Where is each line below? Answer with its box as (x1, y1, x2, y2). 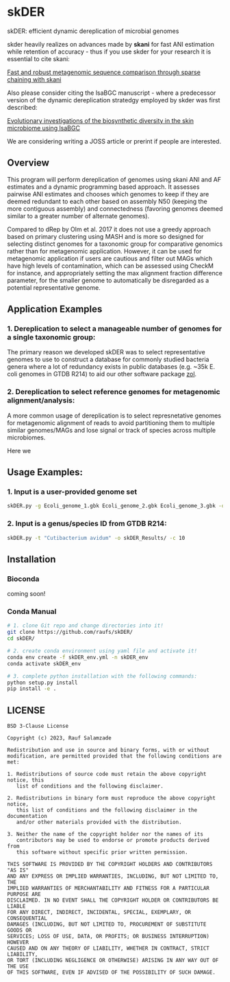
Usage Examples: (7, 466, 84, 478)
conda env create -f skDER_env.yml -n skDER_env (7, 654, 149, 661)
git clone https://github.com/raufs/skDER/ (7, 629, 133, 636)
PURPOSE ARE (7, 891, 41, 898)
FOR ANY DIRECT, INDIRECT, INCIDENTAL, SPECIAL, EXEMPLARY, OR (7, 909, 192, 916)
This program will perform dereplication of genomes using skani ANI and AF (7, 175, 222, 183)
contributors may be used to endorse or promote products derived (16, 837, 210, 844)
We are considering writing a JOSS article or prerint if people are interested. (7, 137, 221, 145)
